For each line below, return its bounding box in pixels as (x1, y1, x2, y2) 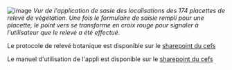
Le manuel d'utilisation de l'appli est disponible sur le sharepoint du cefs (7, 55, 213, 63)
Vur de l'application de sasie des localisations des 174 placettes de (33, 7, 225, 14)
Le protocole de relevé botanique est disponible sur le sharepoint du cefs (7, 42, 216, 49)
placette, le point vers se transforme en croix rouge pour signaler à (7, 21, 199, 29)
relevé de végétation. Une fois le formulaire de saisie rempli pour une (7, 14, 204, 22)
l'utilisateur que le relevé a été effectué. (7, 28, 121, 36)
